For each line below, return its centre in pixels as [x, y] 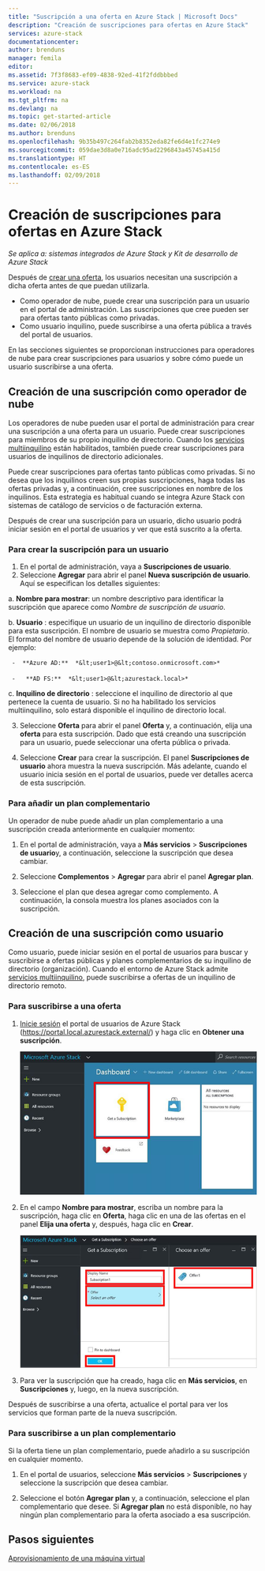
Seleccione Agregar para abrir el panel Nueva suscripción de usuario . [135, 575]
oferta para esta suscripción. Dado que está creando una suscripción [133, 734]
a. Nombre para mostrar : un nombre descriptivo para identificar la [116, 599]
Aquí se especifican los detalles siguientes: [90, 584]
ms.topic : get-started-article [60, 117]
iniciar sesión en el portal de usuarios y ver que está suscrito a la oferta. [125, 529]
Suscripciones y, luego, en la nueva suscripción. [99, 1389]
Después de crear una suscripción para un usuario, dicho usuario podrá [125, 521]
